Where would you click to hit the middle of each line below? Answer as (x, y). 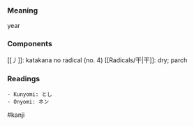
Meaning (23, 10)
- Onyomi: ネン (28, 101)
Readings (24, 78)
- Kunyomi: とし (30, 94)
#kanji (16, 115)
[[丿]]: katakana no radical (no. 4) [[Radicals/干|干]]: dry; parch (97, 60)
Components (30, 44)
